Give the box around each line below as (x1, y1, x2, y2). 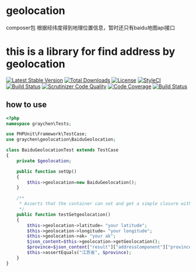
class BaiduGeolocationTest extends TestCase (6, 147, 118, 153)
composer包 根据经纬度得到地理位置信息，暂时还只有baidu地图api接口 (6, 24, 176, 31)
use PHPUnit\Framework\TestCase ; (6, 131, 87, 137)
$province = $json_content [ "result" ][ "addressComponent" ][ (27, 244, 168, 250)
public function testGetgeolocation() (16, 211, 111, 217)
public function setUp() (16, 168, 77, 175)
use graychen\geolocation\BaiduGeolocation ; (6, 137, 116, 142)
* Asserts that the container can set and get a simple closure (19, 201, 179, 207)
